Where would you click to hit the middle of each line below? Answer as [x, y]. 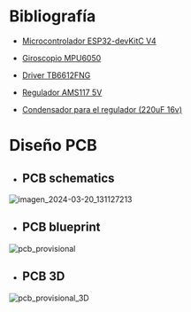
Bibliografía [53, 16]
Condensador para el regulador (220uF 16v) [102, 109]
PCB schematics [68, 178]
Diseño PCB [53, 146]
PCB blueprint [61, 227]
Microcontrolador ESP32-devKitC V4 [89, 41]
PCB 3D [43, 277]
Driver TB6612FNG [56, 75]
